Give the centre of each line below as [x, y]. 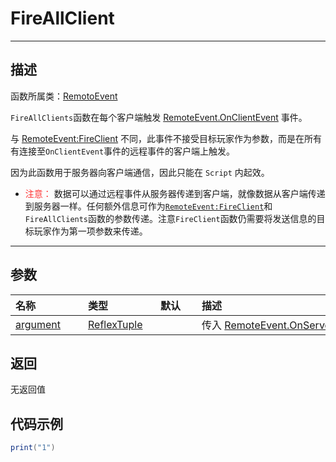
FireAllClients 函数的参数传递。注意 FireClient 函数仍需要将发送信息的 [170, 218]
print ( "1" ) [33, 448]
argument [38, 324]
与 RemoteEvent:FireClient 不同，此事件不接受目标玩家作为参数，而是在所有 [166, 138]
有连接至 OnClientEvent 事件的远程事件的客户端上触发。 [123, 151]
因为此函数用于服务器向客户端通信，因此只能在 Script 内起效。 [140, 172]
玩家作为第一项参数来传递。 [90, 231]
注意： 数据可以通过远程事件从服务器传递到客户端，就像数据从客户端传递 [175, 193]
